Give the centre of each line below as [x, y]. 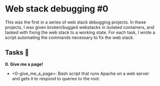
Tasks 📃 [17, 53]
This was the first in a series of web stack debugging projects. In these [76, 22]
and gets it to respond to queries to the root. [56, 78]
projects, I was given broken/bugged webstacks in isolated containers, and [80, 27]
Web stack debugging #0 [57, 9]
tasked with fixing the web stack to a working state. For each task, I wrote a [80, 32]
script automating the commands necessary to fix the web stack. [70, 37]
